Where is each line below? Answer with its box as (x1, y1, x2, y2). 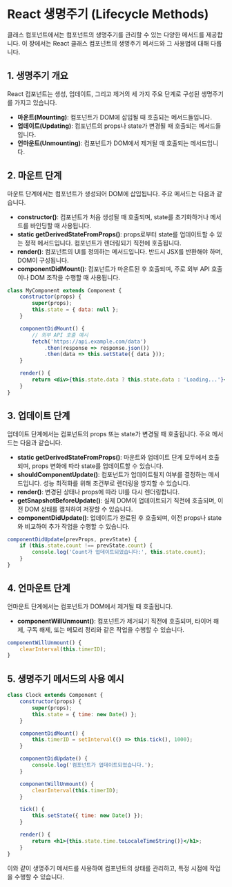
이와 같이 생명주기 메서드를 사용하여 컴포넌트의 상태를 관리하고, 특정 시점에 (7, 863, 209, 872)
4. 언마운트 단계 (7, 582, 70, 595)
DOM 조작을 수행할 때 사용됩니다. (30, 273, 121, 281)
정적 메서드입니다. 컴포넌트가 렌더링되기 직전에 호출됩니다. (24, 239, 182, 247)
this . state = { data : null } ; (32, 306, 119, 313)
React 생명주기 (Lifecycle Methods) (7, 6, 209, 22)
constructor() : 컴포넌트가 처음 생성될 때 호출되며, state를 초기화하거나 (17, 212, 209, 221)
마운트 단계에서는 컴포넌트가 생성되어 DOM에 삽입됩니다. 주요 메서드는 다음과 (7, 189, 215, 198)
